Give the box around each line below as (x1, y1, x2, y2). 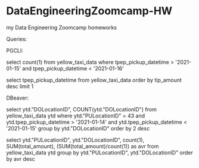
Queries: (6, 35, 27, 42)
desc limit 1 (6, 82, 34, 90)
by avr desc (6, 155, 35, 162)
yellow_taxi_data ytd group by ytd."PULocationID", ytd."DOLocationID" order (6, 149, 194, 156)
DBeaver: (6, 94, 29, 101)
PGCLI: (6, 46, 24, 54)
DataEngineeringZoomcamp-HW (6, 4, 173, 18)
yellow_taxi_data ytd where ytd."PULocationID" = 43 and (6, 112, 145, 119)
